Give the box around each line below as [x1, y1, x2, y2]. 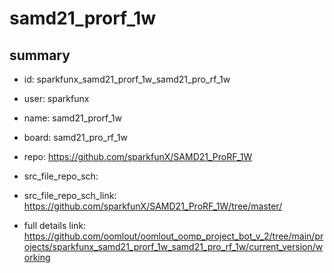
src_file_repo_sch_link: [23, 190, 117, 201]
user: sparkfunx [23, 93, 90, 104]
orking [23, 252, 51, 263]
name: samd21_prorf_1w [23, 112, 123, 124]
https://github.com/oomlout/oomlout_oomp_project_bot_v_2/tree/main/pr [23, 230, 324, 242]
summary [9, 47, 71, 64]
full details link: [23, 220, 87, 231]
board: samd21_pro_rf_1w [23, 132, 128, 143]
